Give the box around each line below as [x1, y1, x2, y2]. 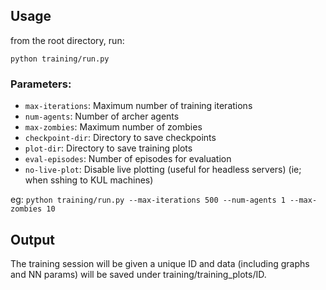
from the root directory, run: [10, 34, 125, 46]
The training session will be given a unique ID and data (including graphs [10, 257, 310, 269]
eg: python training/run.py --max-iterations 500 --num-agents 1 [10, 194, 286, 206]
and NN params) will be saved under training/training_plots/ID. [10, 268, 267, 280]
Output [10, 231, 55, 248]
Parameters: [10, 77, 72, 91]
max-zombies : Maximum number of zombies [24, 121, 203, 133]
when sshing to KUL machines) [24, 174, 154, 186]
